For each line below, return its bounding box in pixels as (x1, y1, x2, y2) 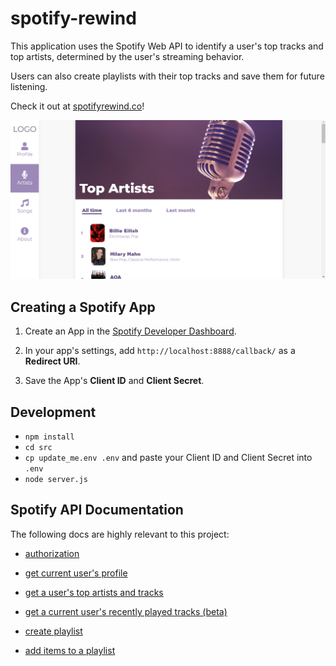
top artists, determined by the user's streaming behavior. (10, 50, 245, 62)
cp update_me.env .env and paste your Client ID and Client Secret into (24, 452, 313, 464)
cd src (24, 443, 53, 453)
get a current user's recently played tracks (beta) (24, 605, 228, 617)
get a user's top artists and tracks (24, 586, 164, 598)
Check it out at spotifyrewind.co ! (10, 100, 145, 112)
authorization (24, 547, 80, 559)
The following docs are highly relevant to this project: (10, 528, 230, 540)
